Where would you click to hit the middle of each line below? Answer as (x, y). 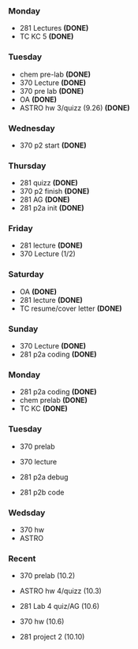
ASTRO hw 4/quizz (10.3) (61, 591)
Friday (21, 229)
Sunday (23, 329)
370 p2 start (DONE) (53, 145)
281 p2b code (42, 492)
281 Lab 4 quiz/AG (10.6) (60, 606)
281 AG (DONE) (45, 200)
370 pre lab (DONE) (52, 91)
